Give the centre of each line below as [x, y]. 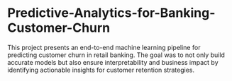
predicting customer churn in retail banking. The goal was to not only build [116, 55]
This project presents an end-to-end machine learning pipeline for [104, 47]
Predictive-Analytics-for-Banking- [111, 13]
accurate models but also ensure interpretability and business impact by [113, 62]
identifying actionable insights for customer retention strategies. [101, 70]
